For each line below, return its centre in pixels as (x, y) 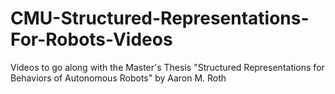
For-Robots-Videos (91, 39)
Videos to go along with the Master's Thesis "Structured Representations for (167, 67)
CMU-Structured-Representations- (160, 18)
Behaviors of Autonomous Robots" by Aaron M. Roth (118, 78)
